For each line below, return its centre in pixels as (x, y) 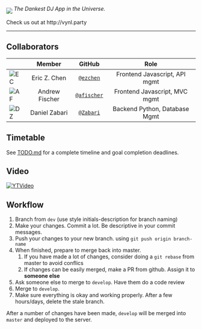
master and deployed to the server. (49, 320)
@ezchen (89, 78)
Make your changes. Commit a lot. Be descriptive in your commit (95, 226)
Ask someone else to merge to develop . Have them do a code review (100, 283)
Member (49, 64)
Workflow (25, 205)
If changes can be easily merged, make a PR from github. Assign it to (109, 270)
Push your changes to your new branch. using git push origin (93, 238)
